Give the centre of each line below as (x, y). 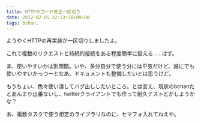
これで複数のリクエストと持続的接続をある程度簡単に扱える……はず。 (92, 53)
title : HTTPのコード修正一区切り (43, 12)
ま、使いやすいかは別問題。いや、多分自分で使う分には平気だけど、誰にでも (100, 66)
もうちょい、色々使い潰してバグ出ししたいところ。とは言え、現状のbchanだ (100, 86)
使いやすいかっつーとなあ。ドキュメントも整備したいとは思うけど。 (90, 74)
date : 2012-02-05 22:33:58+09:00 (48, 17)
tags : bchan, (22, 23)
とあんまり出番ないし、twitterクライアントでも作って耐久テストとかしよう (98, 94)
